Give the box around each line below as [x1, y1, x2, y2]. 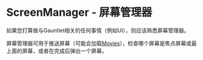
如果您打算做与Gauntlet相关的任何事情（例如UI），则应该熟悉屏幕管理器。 [6, 27, 190, 34]
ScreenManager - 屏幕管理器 [6, 5, 153, 19]
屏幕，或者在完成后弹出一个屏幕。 [22, 47, 107, 55]
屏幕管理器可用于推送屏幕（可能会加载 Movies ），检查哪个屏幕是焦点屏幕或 [6, 39, 192, 47]
